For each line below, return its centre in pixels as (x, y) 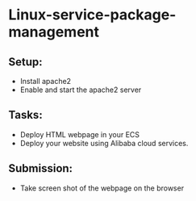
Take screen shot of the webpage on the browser (102, 188)
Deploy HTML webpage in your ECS (79, 134)
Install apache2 (45, 81)
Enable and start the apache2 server (81, 90)
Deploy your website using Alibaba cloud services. (104, 143)
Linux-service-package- (92, 15)
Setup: (25, 62)
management (54, 32)
